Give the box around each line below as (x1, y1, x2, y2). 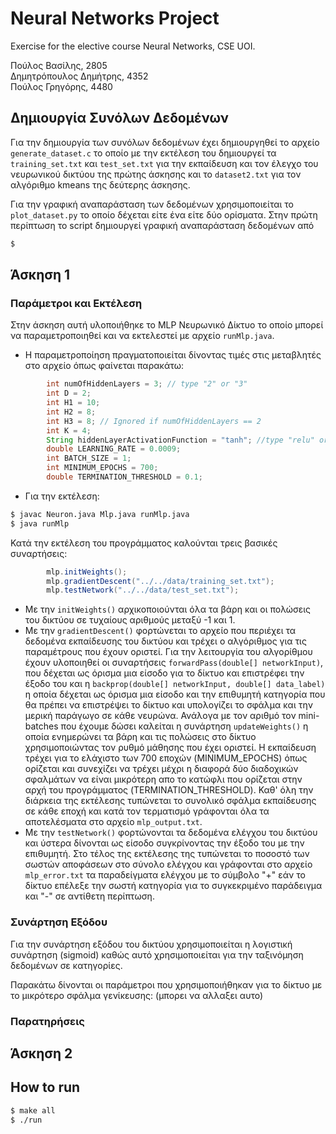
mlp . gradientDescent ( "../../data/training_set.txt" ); (46, 576, 275, 586)
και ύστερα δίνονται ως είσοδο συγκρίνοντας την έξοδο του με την (24, 837, 305, 849)
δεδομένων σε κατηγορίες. (10, 959, 123, 971)
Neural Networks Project (10, 7, 220, 30)
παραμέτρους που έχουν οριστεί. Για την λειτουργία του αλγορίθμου (24, 646, 313, 658)
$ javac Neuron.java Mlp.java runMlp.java (10, 509, 190, 519)
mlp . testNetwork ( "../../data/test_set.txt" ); (46, 585, 240, 596)
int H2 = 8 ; (46, 407, 97, 417)
